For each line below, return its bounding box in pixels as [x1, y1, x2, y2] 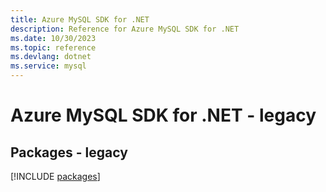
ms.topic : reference [10, 42, 97, 53]
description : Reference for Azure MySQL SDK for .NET [10, 24, 240, 34]
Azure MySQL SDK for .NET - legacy [10, 104, 317, 127]
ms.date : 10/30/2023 [10, 33, 97, 43]
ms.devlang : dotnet [10, 52, 92, 62]
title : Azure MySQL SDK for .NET [10, 14, 150, 25]
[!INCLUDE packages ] [10, 171, 101, 182]
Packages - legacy [10, 144, 128, 161]
